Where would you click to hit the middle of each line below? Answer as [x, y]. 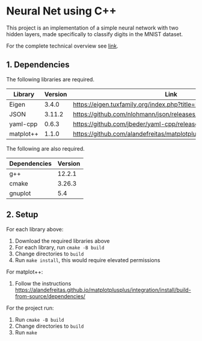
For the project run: [30, 308]
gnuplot [20, 193]
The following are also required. [46, 148]
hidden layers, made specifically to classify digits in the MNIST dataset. [95, 34]
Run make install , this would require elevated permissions [87, 260]
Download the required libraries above [62, 241]
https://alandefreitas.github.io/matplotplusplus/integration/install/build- [103, 290]
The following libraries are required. [50, 79]
